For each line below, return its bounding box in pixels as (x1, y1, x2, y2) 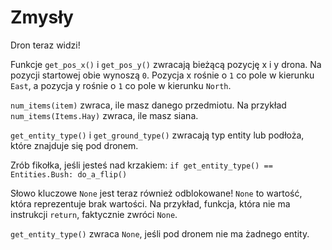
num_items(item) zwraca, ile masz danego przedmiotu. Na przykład (10, 99, 287, 111)
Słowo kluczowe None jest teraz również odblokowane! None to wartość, (10, 187, 303, 199)
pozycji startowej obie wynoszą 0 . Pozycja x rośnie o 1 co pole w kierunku (10, 69, 315, 81)
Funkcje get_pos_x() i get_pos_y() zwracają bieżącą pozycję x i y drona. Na (10, 58, 322, 70)
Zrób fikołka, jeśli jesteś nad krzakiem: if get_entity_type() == (10, 159, 273, 171)
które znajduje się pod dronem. (10, 139, 139, 151)
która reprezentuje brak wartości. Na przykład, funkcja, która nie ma (10, 197, 291, 210)
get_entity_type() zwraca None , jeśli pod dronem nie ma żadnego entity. (10, 227, 310, 240)
